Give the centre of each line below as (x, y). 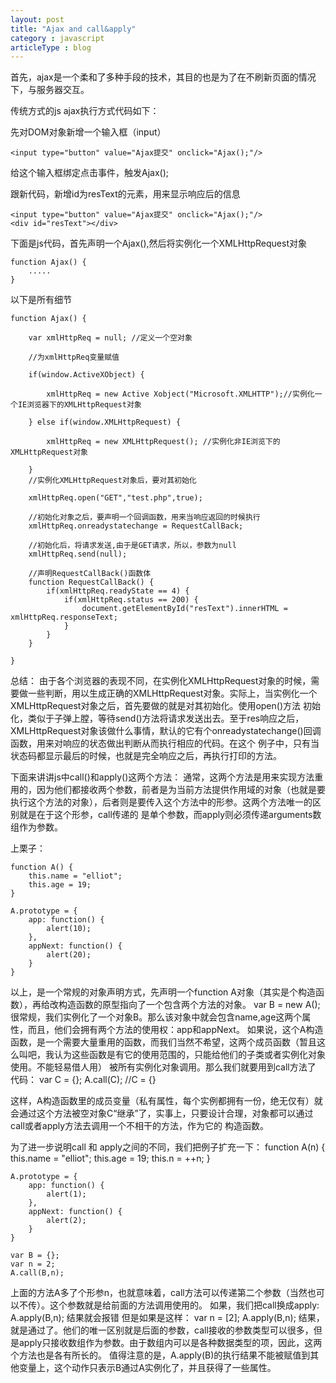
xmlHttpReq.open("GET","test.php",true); (115, 498)
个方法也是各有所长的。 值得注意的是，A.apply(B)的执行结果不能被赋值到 (160, 1355)
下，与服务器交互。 (50, 90)
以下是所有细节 (41, 300)
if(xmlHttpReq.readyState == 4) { (118, 591)
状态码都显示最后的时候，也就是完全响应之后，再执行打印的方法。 (146, 756)
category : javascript (57, 38)
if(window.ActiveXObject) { (86, 375)
